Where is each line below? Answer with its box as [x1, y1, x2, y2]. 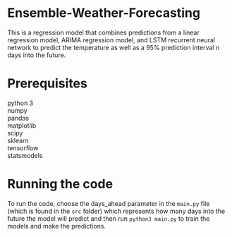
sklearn [7, 136, 30, 145]
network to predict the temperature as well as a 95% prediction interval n [7, 43, 220, 51]
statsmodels [7, 151, 43, 159]
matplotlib [7, 121, 37, 130]
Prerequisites [7, 75, 88, 92]
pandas [7, 114, 30, 122]
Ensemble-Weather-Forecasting [7, 5, 201, 21]
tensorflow [7, 143, 39, 152]
